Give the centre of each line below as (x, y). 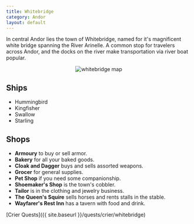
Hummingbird (31, 102)
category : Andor (26, 17)
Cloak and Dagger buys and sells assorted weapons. (79, 166)
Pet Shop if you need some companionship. (68, 178)
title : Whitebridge (30, 11)
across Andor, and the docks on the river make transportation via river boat (97, 52)
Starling (24, 121)
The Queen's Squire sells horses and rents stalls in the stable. (90, 197)
